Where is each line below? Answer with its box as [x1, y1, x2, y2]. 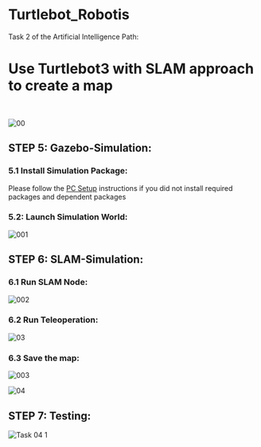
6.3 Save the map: [8, 352, 80, 363]
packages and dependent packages [8, 192, 127, 201]
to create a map [8, 77, 113, 95]
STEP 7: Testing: [8, 409, 92, 422]
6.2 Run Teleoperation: [8, 314, 99, 325]
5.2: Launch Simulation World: [8, 212, 128, 223]
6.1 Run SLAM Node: [8, 277, 88, 288]
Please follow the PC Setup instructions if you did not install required [8, 183, 233, 192]
